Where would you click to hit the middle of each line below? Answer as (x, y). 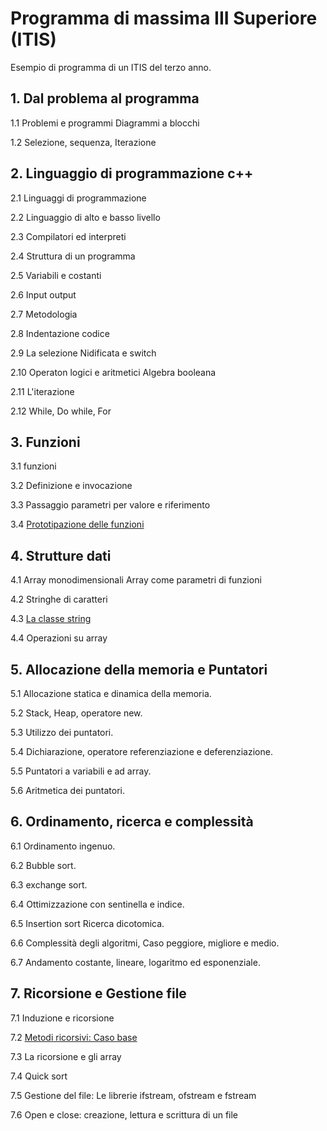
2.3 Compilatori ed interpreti (68, 236)
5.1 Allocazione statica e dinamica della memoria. (111, 693)
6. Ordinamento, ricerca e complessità (132, 822)
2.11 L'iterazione (42, 391)
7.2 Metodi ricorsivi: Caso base (74, 1037)
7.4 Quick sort (39, 1076)
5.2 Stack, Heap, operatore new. (76, 713)
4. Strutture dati (61, 555)
